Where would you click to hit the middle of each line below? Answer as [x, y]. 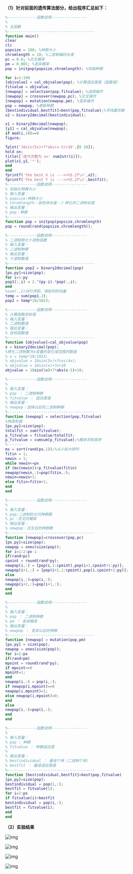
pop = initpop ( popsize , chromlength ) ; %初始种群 [54, 69]
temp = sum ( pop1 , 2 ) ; [27, 296]
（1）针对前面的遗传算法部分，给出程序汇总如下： [57, 8]
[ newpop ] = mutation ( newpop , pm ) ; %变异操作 [49, 101]
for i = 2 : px [16, 794]
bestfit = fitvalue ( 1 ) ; [30, 789]
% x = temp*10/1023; [27, 356]
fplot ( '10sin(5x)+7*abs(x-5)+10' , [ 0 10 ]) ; [50, 147]
